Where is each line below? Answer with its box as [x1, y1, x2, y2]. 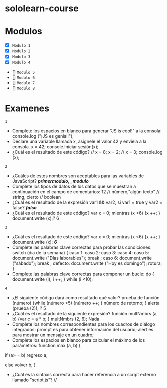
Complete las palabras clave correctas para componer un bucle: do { [12, 271, 155, 277]
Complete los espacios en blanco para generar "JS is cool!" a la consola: [12, 128, 162, 134]
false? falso [12, 205, 37, 211]
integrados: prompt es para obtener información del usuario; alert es [12, 327, 154, 333]
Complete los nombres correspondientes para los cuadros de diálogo [12, 321, 156, 327]
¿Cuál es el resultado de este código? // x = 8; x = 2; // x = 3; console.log [12, 149, 163, 155]
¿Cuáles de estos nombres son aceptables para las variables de [12, 173, 144, 179]
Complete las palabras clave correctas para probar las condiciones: [12, 244, 152, 250]
